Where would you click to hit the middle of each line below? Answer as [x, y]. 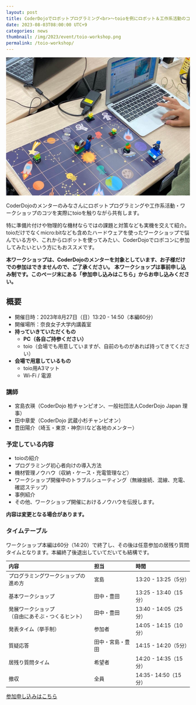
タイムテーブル [27, 531]
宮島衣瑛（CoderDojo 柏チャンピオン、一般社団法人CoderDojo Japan [98, 406]
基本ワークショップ [32, 596]
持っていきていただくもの [45, 331]
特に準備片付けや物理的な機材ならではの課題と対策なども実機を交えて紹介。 [98, 225]
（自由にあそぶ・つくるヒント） [47, 616]
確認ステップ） [32, 488]
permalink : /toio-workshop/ [40, 43]
